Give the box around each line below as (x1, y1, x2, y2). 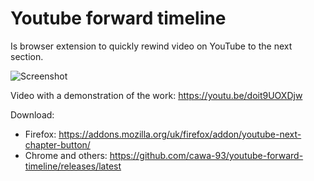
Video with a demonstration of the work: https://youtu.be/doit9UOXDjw (10, 89, 303, 101)
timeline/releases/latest (24, 160, 122, 172)
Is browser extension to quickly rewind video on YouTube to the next (10, 40, 293, 52)
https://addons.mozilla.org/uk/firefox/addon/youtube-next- (58, 128, 302, 140)
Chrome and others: (24, 149, 108, 161)
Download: (10, 108, 55, 121)
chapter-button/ (24, 138, 91, 151)
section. (10, 50, 44, 62)
